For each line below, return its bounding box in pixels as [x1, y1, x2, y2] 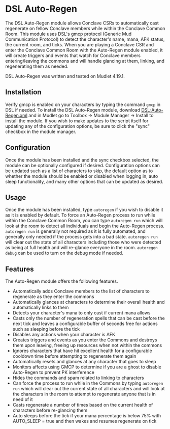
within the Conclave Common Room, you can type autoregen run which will [5, 218, 163, 224]
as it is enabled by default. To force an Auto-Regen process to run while [5, 212, 156, 218]
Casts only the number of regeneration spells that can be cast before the [12, 315, 165, 321]
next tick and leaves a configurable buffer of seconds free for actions [12, 320, 158, 327]
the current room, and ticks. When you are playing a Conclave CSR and [5, 41, 154, 47]
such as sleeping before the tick [12, 326, 80, 332]
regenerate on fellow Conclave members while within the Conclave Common [5, 25, 165, 31]
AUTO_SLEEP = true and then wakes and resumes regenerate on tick [12, 418, 157, 424]
